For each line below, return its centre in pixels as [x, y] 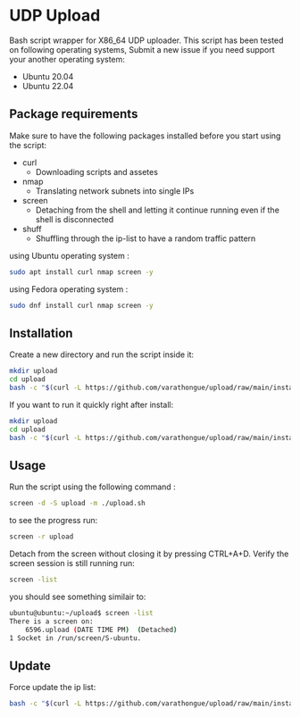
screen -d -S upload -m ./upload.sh [77, 504]
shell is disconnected [75, 219]
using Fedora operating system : [69, 289]
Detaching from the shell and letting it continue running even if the [157, 210]
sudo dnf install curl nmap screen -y [81, 305]
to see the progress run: [54, 521]
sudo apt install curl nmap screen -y [81, 272]
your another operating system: [67, 59]
